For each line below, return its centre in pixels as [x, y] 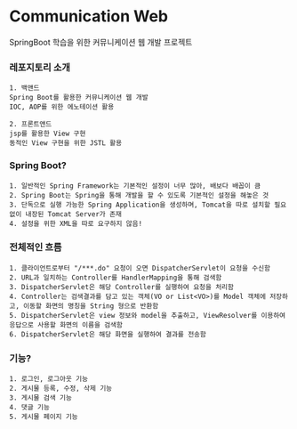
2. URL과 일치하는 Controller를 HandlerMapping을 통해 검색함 [116, 278]
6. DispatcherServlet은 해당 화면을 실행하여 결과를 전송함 [108, 334]
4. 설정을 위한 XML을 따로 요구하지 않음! [76, 223]
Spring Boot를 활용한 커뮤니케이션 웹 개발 [79, 98]
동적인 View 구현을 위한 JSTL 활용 [66, 143]
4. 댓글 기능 [30, 408]
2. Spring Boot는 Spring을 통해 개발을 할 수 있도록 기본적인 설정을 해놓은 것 [139, 195]
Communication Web [89, 16]
